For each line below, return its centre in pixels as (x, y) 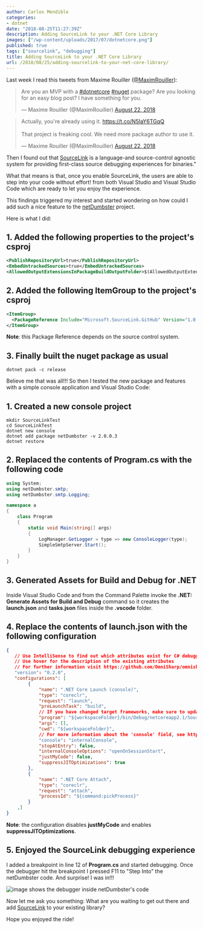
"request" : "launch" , (66, 701)
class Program (35, 517)
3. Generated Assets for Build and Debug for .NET (101, 581)
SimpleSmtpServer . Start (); (72, 545)
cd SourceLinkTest (29, 426)
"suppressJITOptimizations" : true (82, 763)
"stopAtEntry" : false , (67, 746)
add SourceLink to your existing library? (56, 907)
